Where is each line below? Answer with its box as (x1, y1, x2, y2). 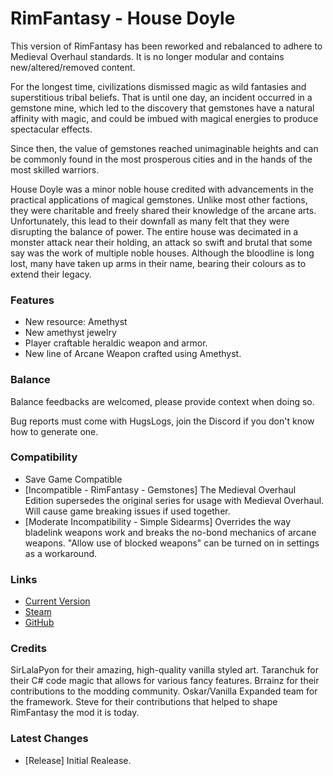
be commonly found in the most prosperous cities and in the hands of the (10, 153, 313, 165)
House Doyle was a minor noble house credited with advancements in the (10, 183, 314, 195)
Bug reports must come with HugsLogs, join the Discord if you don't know (10, 415, 315, 427)
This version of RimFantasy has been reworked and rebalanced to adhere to (10, 40, 323, 52)
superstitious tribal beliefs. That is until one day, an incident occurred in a (10, 91, 313, 103)
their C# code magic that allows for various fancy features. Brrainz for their (10, 675, 320, 687)
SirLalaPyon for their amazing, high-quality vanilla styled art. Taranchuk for (10, 664, 320, 676)
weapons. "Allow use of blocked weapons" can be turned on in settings (24, 537, 320, 549)
